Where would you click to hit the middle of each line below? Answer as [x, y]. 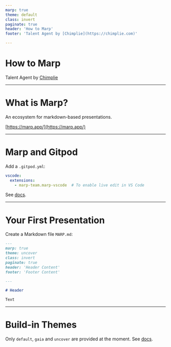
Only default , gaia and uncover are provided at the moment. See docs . [79, 339]
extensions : [23, 180]
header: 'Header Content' [33, 267]
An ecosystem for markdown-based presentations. [59, 117]
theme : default [21, 15]
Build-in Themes [41, 325]
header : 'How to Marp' [29, 29]
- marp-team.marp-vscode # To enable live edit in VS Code [79, 185]
